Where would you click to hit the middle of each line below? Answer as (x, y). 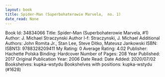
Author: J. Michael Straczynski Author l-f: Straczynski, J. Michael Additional (82, 38)
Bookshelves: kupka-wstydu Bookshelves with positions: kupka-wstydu (79, 64)
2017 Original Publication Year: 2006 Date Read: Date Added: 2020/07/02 (81, 59)
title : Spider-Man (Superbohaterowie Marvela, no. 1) (63, 14)
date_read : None (22, 19)
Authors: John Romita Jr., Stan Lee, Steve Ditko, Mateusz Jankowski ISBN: (81, 43)
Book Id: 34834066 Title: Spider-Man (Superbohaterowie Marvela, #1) (77, 33)
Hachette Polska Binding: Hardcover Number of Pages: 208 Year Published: (83, 54)
